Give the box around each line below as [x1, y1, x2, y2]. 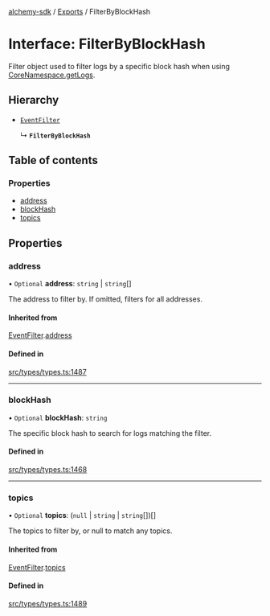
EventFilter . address [8, 331, 72, 340]
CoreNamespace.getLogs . [8, 70, 96, 80]
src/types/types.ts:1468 [8, 465, 88, 474]
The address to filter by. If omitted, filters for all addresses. [8, 294, 203, 304]
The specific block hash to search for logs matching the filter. [8, 428, 211, 437]
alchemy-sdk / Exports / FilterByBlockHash [8, 7, 151, 16]
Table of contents [8, 154, 98, 167]
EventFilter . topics [8, 562, 66, 572]
